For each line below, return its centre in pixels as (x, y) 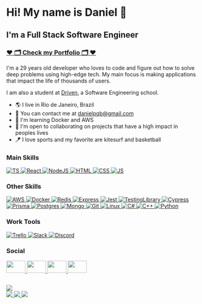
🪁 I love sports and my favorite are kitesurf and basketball (88, 140)
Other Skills (24, 186)
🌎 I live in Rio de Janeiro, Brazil (54, 104)
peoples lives (32, 132)
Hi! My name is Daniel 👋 (67, 12)
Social (16, 251)
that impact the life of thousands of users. (59, 81)
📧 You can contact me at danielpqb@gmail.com (74, 113)
